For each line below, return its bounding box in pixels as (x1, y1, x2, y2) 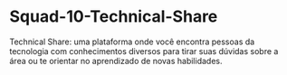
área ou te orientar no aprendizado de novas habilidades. (9, 55, 223, 66)
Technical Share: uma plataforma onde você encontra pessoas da (9, 36, 255, 47)
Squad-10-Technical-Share (9, 6, 218, 27)
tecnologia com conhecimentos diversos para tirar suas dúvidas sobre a (9, 45, 279, 56)
